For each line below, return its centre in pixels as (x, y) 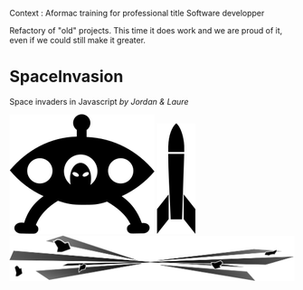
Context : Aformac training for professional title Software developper (137, 13)
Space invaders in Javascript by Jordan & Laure (99, 101)
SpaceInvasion (66, 77)
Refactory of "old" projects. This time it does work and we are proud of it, (146, 30)
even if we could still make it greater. (78, 40)
